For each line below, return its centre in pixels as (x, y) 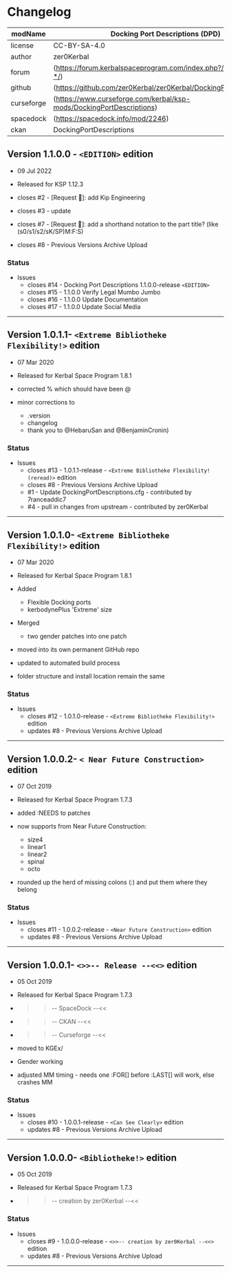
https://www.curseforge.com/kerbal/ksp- (123, 98)
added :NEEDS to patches (54, 813)
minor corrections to (46, 402)
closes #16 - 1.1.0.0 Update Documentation (88, 299)
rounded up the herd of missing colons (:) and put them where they (112, 882)
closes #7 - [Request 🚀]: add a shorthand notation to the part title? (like (118, 224)
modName (29, 34)
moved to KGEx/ (40, 1048)
